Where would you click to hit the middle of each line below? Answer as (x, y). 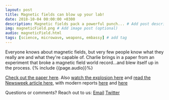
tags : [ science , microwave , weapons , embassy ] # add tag (66, 38)
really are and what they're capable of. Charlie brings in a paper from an (80, 57)
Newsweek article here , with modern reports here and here (66, 82)
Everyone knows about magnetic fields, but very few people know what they (84, 52)
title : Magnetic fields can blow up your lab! (55, 14)
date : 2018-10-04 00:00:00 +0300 (40, 19)
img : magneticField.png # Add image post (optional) (62, 28)
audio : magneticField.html (33, 33)
